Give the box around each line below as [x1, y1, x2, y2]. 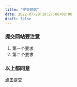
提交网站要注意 [5, 33, 40, 40]
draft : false [5, 16, 31, 21]
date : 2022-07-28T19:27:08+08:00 [5, 12, 73, 17]
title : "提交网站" [5, 7, 40, 12]
